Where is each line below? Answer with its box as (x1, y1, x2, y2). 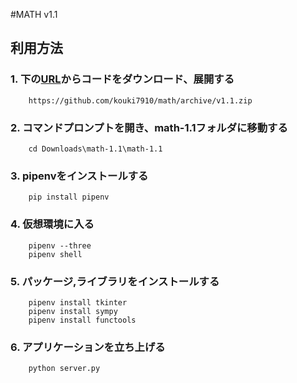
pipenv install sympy (28, 306, 118, 316)
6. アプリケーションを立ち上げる (10, 340, 166, 354)
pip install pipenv (28, 192, 110, 203)
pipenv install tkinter (28, 297, 128, 308)
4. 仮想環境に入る (10, 217, 95, 231)
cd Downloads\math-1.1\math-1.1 (28, 144, 163, 154)
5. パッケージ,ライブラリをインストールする (10, 274, 220, 288)
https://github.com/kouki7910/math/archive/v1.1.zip (28, 95, 253, 106)
